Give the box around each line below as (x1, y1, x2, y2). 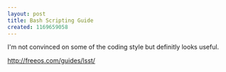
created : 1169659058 (7, 23, 69, 30)
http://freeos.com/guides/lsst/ (7, 56, 96, 65)
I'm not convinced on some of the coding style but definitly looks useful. (7, 43, 220, 52)
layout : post (7, 10, 46, 18)
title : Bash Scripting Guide (7, 17, 94, 24)
